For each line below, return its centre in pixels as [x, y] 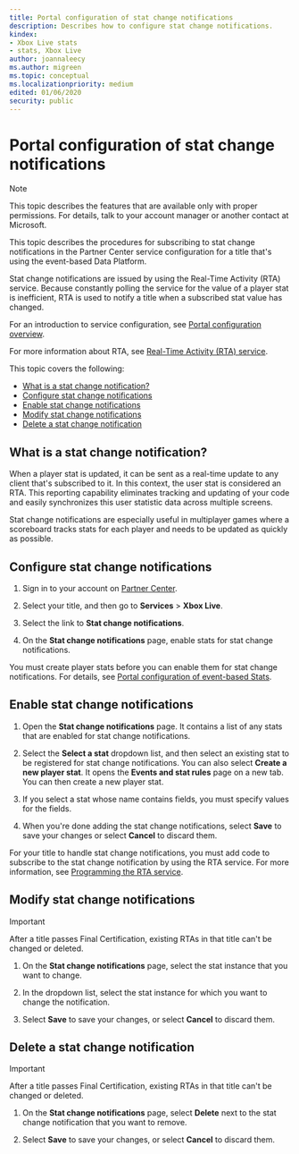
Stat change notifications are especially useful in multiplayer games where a [149, 520]
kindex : [24, 34]
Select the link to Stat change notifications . [103, 623]
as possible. [31, 539]
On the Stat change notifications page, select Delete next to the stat [149, 1113]
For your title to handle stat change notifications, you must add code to [140, 853]
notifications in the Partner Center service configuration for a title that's [141, 252]
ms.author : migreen [46, 68]
